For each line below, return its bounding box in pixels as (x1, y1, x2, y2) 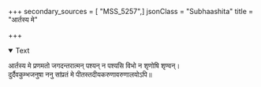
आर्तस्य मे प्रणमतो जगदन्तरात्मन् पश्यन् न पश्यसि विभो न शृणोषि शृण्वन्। (8, 61, 181, 70)
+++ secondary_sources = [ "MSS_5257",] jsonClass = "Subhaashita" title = (8, 7, 254, 16)
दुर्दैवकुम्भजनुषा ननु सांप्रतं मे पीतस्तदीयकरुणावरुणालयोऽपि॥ (8, 70, 152, 79)
